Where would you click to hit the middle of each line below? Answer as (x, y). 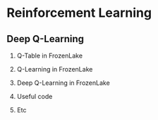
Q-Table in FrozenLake (49, 55)
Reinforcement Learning (79, 13)
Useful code (35, 96)
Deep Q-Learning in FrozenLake (63, 83)
